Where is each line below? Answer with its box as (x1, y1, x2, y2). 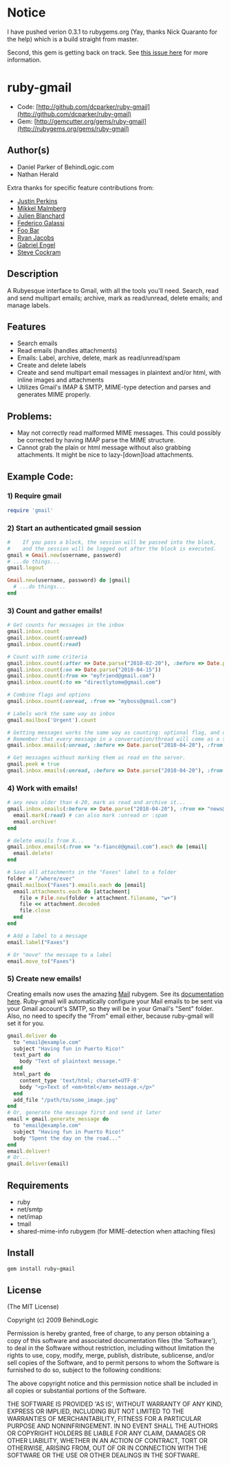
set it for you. (7, 1018, 45, 1027)
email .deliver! (7, 1147, 51, 1155)
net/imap (16, 1212, 43, 1220)
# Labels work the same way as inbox (7, 710, 115, 717)
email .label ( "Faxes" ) (7, 939, 69, 945)
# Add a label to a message (7, 932, 88, 939)
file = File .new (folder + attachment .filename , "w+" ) (19, 894, 177, 901)
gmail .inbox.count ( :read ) (7, 641, 81, 648)
